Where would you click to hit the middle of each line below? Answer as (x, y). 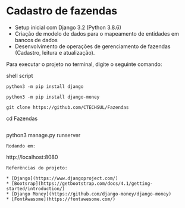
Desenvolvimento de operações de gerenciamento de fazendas (93, 46)
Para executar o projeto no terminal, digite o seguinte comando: (84, 64)
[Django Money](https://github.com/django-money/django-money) (91, 194)
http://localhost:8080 (32, 157)
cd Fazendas (22, 118)
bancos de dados (36, 40)
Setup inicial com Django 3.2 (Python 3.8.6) (68, 27)
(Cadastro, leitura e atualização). (55, 52)
